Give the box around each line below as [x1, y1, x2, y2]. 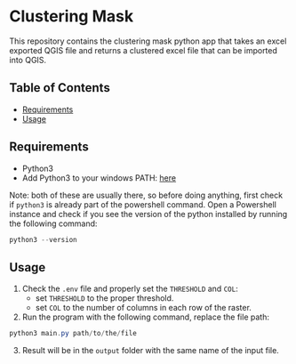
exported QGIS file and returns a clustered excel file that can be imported [9, 44, 278, 55]
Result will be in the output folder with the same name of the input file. [21, 345, 280, 356]
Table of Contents [9, 80, 111, 95]
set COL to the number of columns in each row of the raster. [35, 303, 252, 313]
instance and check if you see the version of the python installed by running [9, 208, 288, 219]
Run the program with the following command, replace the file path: [21, 311, 269, 322]
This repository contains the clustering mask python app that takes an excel [9, 36, 287, 46]
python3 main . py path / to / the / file [9, 329, 138, 338]
